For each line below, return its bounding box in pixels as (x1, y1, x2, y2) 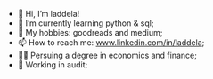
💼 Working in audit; (17, 59, 88, 70)
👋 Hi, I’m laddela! (17, 9, 80, 19)
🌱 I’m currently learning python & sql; (17, 18, 154, 28)
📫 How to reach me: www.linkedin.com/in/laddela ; (17, 37, 205, 48)
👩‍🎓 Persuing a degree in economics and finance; (17, 50, 198, 60)
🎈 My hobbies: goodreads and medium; (17, 28, 163, 37)
